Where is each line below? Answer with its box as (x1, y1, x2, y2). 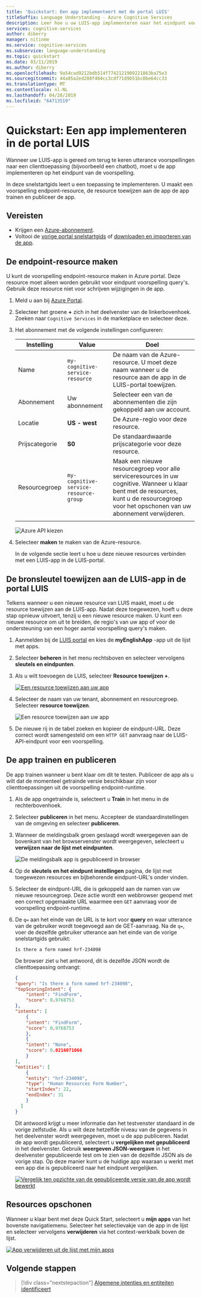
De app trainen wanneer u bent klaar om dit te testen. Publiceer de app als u (6, 771, 194, 778)
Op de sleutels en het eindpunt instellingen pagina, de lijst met (14, 867, 172, 875)
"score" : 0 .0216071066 (26, 1048, 83, 1054)
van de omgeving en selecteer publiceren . (14, 819, 120, 827)
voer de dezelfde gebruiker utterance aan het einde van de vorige (14, 928, 178, 936)
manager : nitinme (6, 37, 50, 43)
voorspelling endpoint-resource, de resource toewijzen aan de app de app (6, 187, 190, 194)
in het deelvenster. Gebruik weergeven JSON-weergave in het (14, 1145, 170, 1152)
